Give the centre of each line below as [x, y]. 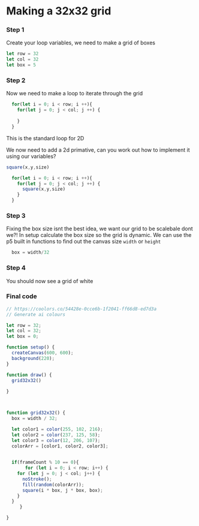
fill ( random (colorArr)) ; [53, 485]
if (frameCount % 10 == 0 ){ [45, 462]
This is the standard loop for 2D [45, 138]
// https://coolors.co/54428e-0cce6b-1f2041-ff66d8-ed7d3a [82, 309]
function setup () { [31, 347]
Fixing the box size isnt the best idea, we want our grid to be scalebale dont [99, 229]
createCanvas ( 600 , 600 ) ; [43, 353]
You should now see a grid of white [50, 281]
